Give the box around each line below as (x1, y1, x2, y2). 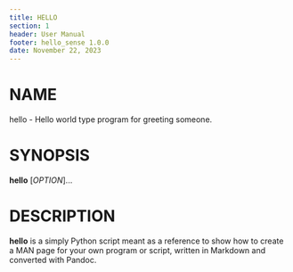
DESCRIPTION (9, 206, 116, 227)
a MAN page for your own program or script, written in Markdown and (9, 244, 266, 255)
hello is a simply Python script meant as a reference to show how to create (9, 235, 284, 246)
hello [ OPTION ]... (9, 175, 73, 185)
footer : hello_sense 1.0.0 (9, 37, 110, 47)
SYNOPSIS (9, 145, 91, 166)
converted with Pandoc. (9, 254, 97, 265)
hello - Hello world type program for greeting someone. (9, 114, 213, 125)
